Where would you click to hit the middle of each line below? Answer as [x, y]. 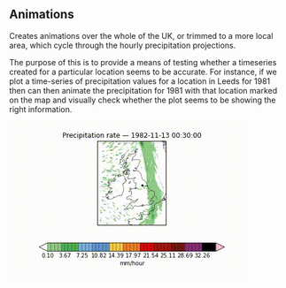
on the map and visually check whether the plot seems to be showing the [143, 100]
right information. [41, 109]
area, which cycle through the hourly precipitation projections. [123, 45]
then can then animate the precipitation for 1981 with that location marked [143, 90]
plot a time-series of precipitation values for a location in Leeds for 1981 [140, 81]
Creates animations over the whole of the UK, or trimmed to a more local [141, 35]
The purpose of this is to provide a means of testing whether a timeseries [143, 62]
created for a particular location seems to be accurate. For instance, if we [143, 72]
